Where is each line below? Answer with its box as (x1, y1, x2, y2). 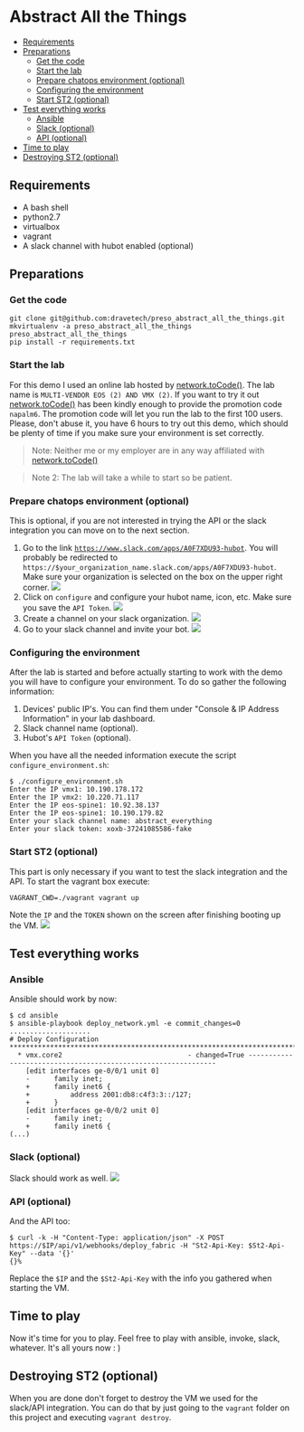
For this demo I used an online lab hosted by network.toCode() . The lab (9, 379, 275, 390)
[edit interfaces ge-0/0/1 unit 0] (25, 1067, 160, 1076)
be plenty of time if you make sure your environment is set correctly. (9, 427, 264, 438)
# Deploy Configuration (9, 1035, 100, 1044)
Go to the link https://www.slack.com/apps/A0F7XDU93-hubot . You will (22, 543, 279, 554)
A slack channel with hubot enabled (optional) (22, 240, 195, 251)
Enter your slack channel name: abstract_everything (9, 817, 213, 826)
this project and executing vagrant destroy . (9, 1411, 172, 1422)
